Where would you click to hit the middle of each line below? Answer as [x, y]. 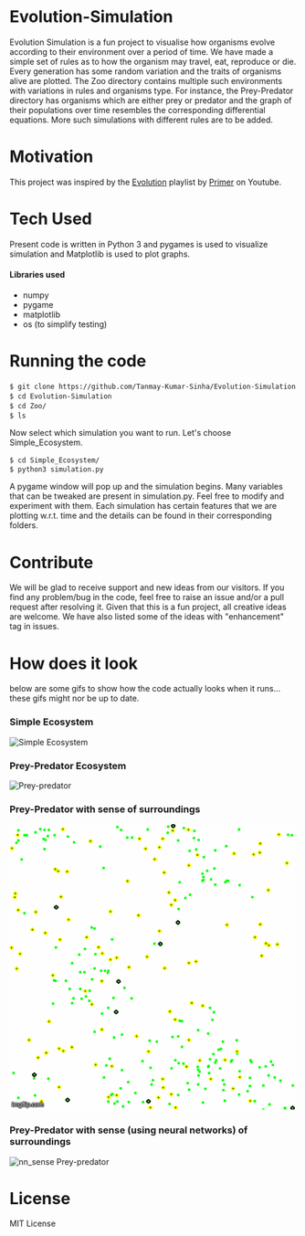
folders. [24, 525]
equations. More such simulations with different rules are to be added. [142, 120]
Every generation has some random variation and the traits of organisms [146, 71]
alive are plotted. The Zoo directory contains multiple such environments [146, 80]
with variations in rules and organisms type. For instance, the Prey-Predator [152, 90]
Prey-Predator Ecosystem [68, 766]
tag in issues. [34, 627]
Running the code [78, 361]
